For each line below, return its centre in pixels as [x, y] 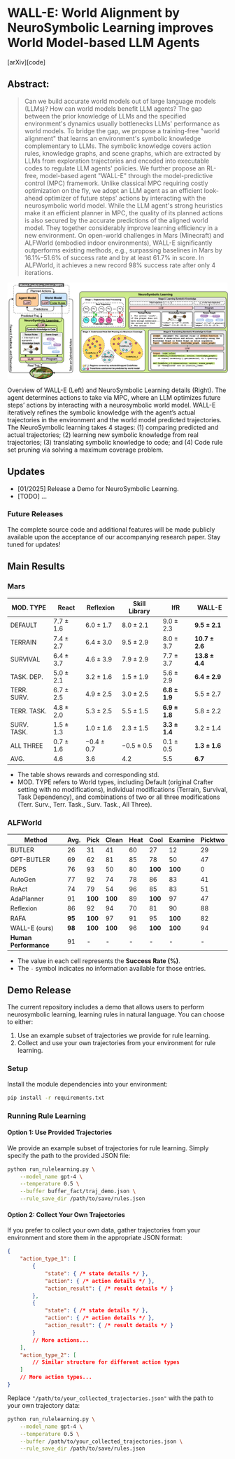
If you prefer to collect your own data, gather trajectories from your [104, 1230]
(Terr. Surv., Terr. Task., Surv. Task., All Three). [85, 804]
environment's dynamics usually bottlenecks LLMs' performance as [122, 123]
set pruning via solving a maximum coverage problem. [85, 450]
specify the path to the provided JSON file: [69, 1155]
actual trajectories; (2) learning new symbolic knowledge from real [103, 435]
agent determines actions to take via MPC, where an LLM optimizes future [114, 397]
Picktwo [213, 840]
